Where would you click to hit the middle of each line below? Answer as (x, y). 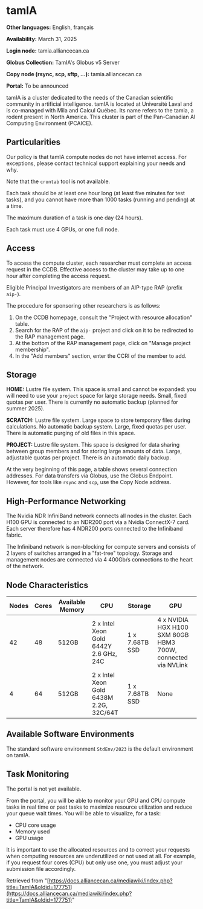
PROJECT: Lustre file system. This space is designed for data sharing (93, 445)
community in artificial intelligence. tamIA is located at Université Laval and (100, 104)
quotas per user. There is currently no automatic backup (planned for (92, 402)
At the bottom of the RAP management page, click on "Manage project (103, 343)
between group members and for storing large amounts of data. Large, (94, 451)
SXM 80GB (173, 635)
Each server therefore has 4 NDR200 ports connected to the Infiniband (95, 529)
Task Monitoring (38, 774)
